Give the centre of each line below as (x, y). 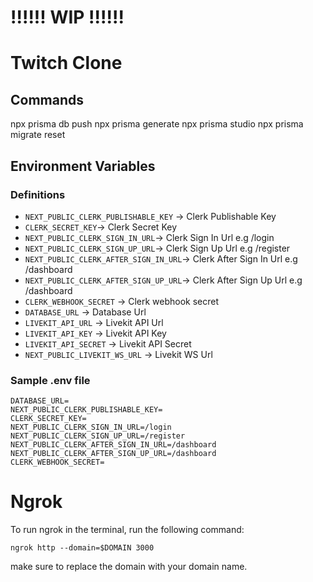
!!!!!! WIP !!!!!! (67, 17)
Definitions (38, 194)
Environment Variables (83, 166)
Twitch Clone (66, 63)
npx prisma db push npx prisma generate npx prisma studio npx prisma (157, 124)
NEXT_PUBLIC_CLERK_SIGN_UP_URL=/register (98, 436)
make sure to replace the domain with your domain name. (129, 567)
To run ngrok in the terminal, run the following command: (127, 530)
